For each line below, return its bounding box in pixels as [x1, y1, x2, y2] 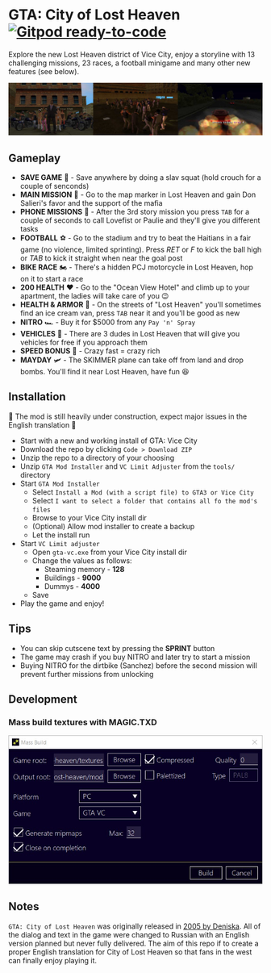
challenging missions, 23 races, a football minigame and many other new [8, 58, 252, 68]
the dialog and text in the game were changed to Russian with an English [8, 929, 250, 939]
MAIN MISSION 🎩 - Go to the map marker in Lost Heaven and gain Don [19, 190, 256, 199]
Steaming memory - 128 [44, 564, 125, 574]
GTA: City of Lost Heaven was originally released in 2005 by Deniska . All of [8, 921, 261, 931]
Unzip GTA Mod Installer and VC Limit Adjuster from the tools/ [19, 461, 236, 471]
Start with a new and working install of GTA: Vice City [19, 436, 198, 445]
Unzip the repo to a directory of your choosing [19, 453, 175, 462]
